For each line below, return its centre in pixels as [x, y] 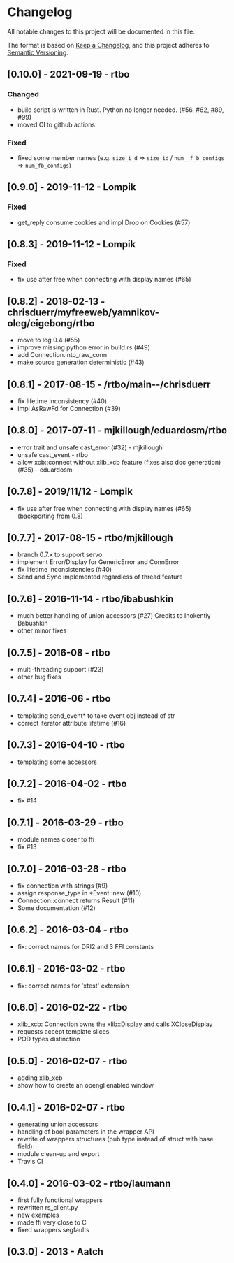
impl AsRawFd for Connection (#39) [69, 408]
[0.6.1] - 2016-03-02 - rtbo [66, 969]
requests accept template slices [63, 1032]
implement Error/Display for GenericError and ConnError [98, 562]
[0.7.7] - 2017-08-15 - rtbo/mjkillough [90, 538]
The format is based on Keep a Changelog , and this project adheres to [108, 45]
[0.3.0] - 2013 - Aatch [55, 1252]
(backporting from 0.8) [50, 516]
